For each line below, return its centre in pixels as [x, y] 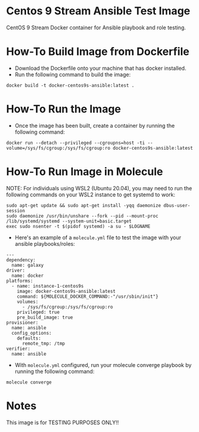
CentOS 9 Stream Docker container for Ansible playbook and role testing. [96, 27]
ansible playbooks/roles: [45, 243]
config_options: [32, 333]
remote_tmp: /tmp [43, 343]
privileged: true [38, 312]
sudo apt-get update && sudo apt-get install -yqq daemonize [84, 205]
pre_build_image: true [45, 317]
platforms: [20, 281]
